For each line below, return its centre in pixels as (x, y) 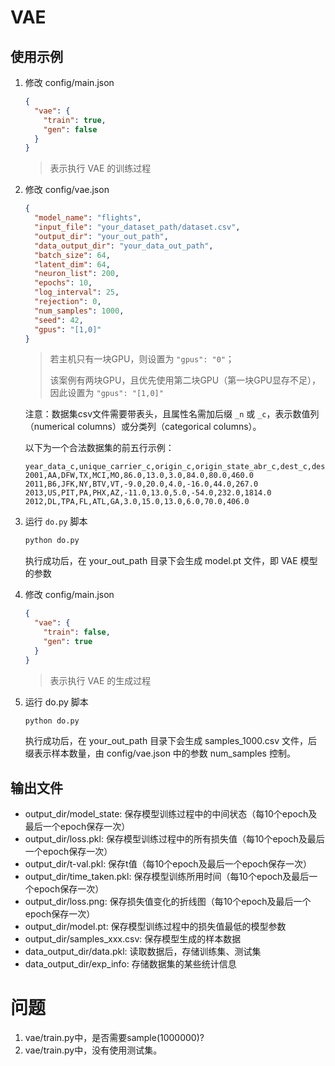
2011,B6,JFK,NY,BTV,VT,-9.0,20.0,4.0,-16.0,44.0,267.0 (141, 484)
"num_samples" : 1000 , (79, 311)
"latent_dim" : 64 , (72, 264)
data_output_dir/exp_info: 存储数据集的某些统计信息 (130, 964)
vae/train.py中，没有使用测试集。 (93, 1050)
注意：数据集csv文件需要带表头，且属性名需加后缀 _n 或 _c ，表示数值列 (172, 414)
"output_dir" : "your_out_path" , (101, 236)
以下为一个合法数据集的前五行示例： (99, 448)
